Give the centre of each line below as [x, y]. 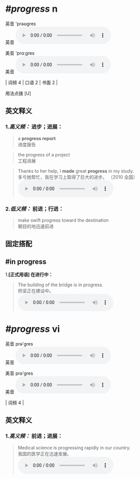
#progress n [32, 9]
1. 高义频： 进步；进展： [34, 127]
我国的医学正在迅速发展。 [45, 453]
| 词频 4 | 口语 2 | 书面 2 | [32, 82]
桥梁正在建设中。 [36, 291]
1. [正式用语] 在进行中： [29, 275]
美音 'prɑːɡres [20, 53]
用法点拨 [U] [18, 93]
